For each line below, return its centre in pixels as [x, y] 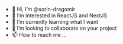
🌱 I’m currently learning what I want [55, 22]
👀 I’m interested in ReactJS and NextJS [59, 15]
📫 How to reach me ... [39, 35]
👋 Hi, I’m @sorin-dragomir [43, 9]
